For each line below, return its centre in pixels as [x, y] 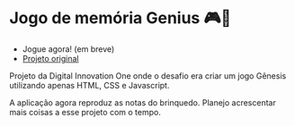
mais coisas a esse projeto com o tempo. [85, 112]
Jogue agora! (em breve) [68, 49]
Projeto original [50, 58]
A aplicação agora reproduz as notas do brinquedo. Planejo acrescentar [143, 102]
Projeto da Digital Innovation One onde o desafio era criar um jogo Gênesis [148, 76]
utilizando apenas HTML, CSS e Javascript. [89, 85]
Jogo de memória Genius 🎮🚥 [121, 18]
